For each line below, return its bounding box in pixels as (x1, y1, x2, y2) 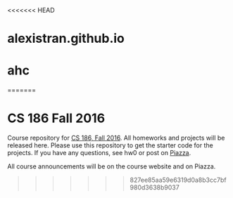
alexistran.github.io (7, 31, 125, 46)
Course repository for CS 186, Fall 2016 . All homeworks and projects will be (7, 133, 225, 143)
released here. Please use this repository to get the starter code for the (7, 141, 213, 150)
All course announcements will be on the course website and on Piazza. (7, 162, 216, 171)
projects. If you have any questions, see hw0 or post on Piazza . (7, 149, 191, 157)
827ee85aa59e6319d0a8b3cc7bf (130, 176, 227, 185)
